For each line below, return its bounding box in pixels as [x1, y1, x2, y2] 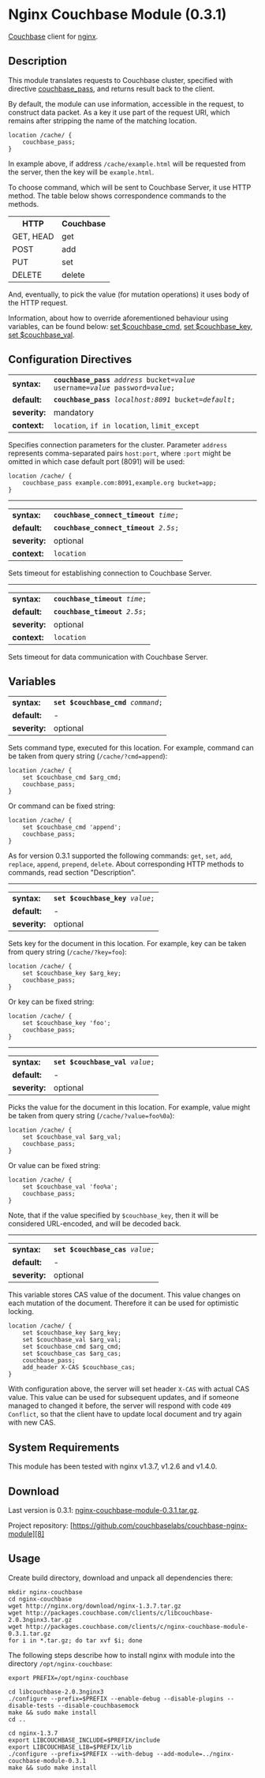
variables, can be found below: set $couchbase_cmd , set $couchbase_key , [8, 321, 253, 331]
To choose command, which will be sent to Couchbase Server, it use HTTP [8, 182, 252, 192]
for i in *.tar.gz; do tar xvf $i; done [8, 1636, 144, 1645]
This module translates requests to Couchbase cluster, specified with [8, 75, 233, 84]
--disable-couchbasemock [58, 1701, 140, 1709]
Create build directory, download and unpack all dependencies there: [8, 1573, 233, 1582]
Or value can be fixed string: [8, 1161, 101, 1170]
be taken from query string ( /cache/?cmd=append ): [8, 751, 168, 761]
